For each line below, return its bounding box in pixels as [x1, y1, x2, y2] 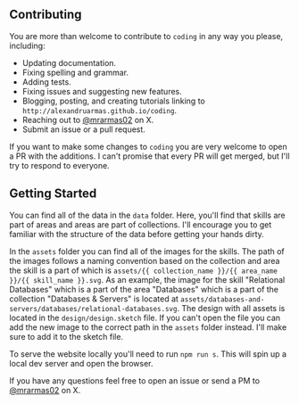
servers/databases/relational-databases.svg [9, 304, 178, 313]
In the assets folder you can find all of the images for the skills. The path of [9, 245, 286, 257]
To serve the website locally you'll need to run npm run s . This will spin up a [9, 348, 287, 359]
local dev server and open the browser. [9, 358, 154, 368]
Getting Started [9, 186, 97, 202]
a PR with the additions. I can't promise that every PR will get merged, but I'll [9, 151, 290, 161]
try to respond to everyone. [9, 160, 110, 170]
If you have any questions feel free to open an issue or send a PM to [9, 375, 261, 386]
